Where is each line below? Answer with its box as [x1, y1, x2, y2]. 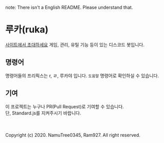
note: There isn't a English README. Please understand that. [5, 5, 133, 10]
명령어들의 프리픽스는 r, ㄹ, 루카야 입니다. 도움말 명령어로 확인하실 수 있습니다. [5, 73, 159, 79]
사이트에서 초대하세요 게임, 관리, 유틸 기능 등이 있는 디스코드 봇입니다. [5, 41, 145, 47]
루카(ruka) [5, 24, 49, 35]
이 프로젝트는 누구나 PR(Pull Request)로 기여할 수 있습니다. [5, 103, 124, 109]
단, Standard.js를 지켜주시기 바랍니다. [5, 110, 81, 116]
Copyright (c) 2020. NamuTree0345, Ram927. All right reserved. [5, 132, 141, 138]
